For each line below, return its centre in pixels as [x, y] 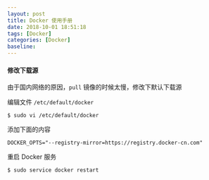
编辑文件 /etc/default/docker [50, 102]
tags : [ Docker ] [30, 34]
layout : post [26, 14]
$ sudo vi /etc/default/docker [53, 116]
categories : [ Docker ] [39, 40]
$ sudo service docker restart [53, 170]
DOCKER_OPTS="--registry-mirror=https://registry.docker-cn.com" [105, 143]
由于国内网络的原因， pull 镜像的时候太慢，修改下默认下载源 [95, 87]
